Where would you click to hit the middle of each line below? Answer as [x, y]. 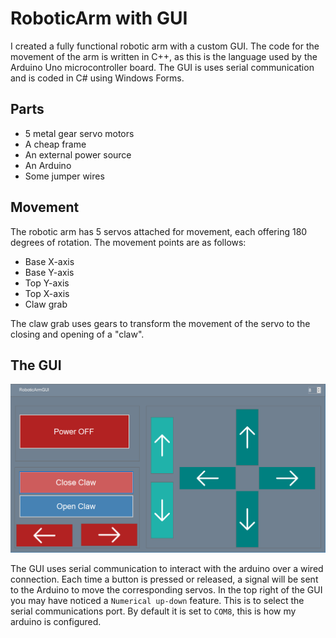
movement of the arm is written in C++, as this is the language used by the [164, 56]
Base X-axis [49, 261]
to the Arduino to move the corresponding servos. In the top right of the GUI [166, 589]
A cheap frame [55, 144]
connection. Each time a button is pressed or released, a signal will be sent [164, 579]
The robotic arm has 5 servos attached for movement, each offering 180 [159, 231]
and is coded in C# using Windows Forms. [97, 78]
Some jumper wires [64, 176]
